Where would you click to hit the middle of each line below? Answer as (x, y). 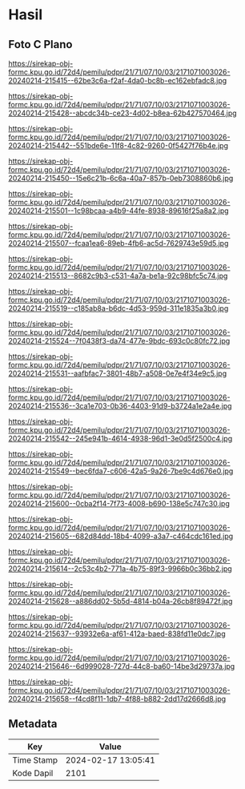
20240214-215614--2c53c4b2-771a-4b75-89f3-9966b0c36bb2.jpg (120, 569)
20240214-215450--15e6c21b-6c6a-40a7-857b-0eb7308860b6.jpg (121, 178)
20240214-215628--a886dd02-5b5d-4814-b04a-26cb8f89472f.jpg (120, 601)
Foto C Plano (40, 44)
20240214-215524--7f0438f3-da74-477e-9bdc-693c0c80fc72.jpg (119, 341)
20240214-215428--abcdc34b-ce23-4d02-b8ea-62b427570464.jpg (123, 113)
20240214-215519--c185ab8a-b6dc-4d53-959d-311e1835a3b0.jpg (118, 308)
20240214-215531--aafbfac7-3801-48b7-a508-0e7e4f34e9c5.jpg (118, 373)
